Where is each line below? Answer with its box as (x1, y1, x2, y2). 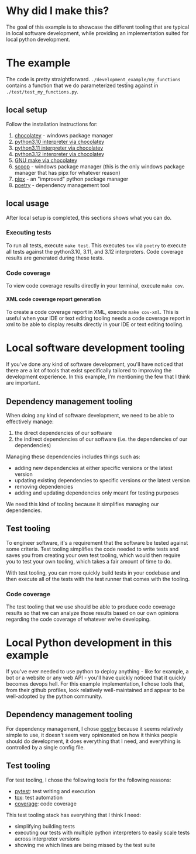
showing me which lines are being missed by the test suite (14, 841, 156, 848)
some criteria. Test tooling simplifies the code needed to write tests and (6, 545, 179, 552)
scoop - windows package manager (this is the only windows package (14, 162, 185, 170)
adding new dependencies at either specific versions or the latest (14, 465, 173, 472)
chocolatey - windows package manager (14, 132, 114, 139)
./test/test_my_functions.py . (6, 88, 79, 95)
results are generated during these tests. (6, 254, 104, 261)
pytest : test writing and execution (14, 787, 95, 794)
